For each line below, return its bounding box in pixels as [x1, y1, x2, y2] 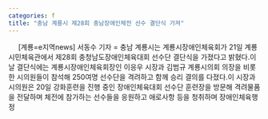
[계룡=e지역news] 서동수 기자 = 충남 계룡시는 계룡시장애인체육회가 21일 [18, 42, 243, 52]
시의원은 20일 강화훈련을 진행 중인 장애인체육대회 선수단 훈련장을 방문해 [8, 81, 234, 92]
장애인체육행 [218, 92, 258, 101]
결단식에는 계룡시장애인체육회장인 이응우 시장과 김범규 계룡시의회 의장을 [16, 61, 242, 72]
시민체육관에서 [8, 52, 54, 61]
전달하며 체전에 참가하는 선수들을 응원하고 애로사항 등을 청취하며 [16, 92, 218, 101]
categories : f [8, 11, 56, 20]
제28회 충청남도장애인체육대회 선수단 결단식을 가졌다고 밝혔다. [55, 52, 250, 61]
